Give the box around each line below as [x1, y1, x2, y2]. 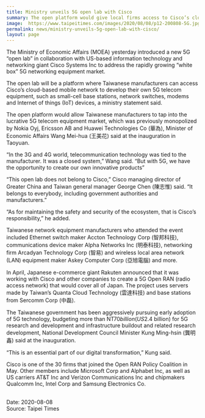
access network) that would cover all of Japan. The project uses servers [6, 282, 189, 289]
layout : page [6, 32, 40, 38]
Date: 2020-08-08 [6, 398, 53, 406]
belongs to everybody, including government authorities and [6, 190, 159, 197]
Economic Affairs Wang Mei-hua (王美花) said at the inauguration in [6, 132, 176, 140]
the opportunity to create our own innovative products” [6, 164, 145, 171]
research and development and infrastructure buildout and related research [6, 322, 196, 330]
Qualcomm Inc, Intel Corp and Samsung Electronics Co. [6, 380, 146, 387]
